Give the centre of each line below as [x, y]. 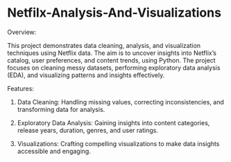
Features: [21, 88]
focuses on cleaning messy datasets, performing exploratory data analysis [114, 67]
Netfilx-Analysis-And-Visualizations [114, 13]
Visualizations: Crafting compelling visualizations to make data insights [118, 143]
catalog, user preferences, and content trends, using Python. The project [112, 60]
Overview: [22, 32]
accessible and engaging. [54, 151]
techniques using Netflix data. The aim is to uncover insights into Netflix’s [112, 53]
